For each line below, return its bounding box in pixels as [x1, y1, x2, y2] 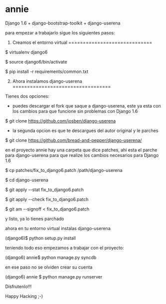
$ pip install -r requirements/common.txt [5, 68, 89, 74]
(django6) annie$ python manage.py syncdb [5, 254, 97, 260]
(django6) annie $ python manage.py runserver [5, 273, 103, 279]
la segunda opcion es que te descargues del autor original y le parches [12, 127, 159, 133]
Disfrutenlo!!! [5, 283, 32, 289]
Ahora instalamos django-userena [12, 78, 82, 84]
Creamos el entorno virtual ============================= [12, 39, 153, 45]
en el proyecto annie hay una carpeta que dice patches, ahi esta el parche [5, 146, 158, 153]
